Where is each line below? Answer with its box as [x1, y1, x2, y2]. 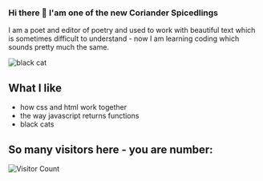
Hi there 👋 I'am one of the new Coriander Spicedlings [8, 7, 219, 18]
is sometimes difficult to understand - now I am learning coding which [8, 34, 240, 43]
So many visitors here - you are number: [8, 143, 214, 156]
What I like [8, 81, 63, 95]
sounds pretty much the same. [8, 42, 110, 52]
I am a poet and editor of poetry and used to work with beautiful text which [8, 26, 256, 35]
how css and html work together [19, 103, 127, 112]
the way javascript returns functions [19, 111, 140, 121]
